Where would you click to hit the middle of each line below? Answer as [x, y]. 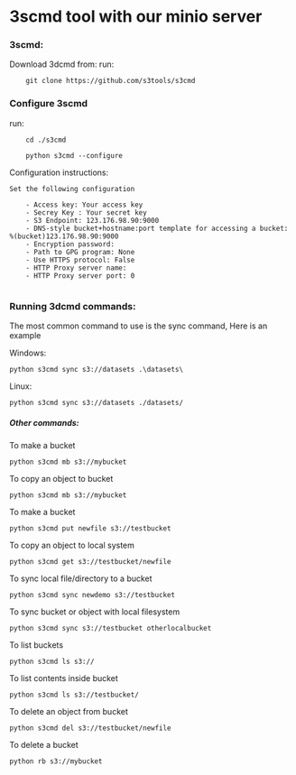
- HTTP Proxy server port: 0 [80, 276]
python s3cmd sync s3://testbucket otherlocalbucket [111, 629]
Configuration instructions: [59, 172]
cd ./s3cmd [46, 140]
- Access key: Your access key [84, 205]
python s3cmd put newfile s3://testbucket [90, 529]
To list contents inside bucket [64, 678]
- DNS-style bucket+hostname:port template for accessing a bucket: [157, 228]
